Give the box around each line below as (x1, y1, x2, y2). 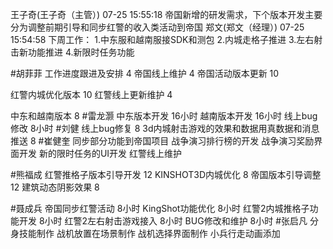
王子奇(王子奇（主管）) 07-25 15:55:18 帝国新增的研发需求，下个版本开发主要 (10, 9, 323, 20)
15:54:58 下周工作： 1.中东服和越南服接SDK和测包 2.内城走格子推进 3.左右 (10, 34, 315, 45)
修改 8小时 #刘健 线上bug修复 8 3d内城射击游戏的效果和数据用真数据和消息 (10, 123, 320, 134)
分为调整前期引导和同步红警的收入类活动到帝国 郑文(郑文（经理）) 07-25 (10, 21, 305, 33)
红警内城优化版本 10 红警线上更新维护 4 (10, 89, 173, 100)
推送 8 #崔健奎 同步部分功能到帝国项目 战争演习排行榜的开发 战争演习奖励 (10, 135, 315, 147)
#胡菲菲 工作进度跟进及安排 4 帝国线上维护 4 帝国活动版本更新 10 (10, 68, 280, 79)
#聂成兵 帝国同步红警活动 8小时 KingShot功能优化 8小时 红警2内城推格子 (10, 203, 310, 214)
